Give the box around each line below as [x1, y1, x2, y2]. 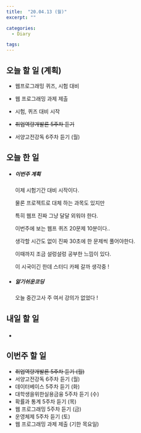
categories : [6, 25, 36, 31]
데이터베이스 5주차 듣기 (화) [14, 383, 80, 390]
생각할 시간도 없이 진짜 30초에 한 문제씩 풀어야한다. [14, 237, 136, 245]
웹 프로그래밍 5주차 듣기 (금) [14, 405, 82, 413]
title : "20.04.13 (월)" [6, 8, 67, 15]
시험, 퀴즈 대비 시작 [14, 107, 60, 115]
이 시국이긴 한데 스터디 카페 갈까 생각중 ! [14, 263, 110, 270]
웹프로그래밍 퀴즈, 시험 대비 [14, 82, 80, 89]
